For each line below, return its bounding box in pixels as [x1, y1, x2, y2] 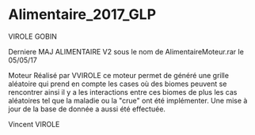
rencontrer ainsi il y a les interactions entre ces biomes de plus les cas [8, 87, 238, 96]
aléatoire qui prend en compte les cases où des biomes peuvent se [8, 79, 227, 88]
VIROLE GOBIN [8, 32, 58, 41]
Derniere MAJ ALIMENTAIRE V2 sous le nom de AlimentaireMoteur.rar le [8, 47, 244, 56]
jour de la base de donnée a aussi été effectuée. [8, 104, 166, 114]
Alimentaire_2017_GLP [8, 6, 157, 24]
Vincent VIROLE [8, 119, 60, 129]
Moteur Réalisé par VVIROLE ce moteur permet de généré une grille [8, 70, 230, 80]
